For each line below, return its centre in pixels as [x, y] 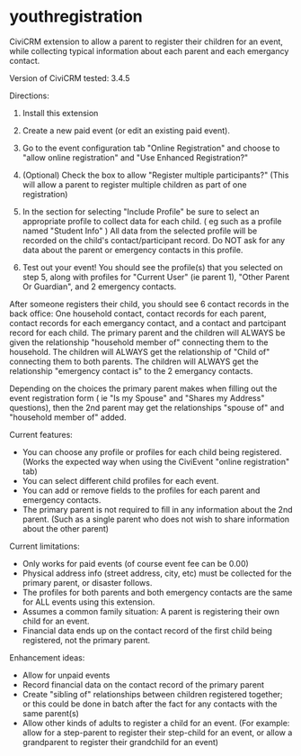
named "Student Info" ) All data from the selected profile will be [140, 231]
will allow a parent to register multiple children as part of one [134, 184]
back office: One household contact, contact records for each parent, [138, 314]
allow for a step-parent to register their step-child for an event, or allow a [157, 733]
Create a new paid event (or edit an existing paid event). [126, 130]
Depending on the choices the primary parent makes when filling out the [143, 388]
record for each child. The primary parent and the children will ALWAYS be [147, 332]
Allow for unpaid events [66, 675]
